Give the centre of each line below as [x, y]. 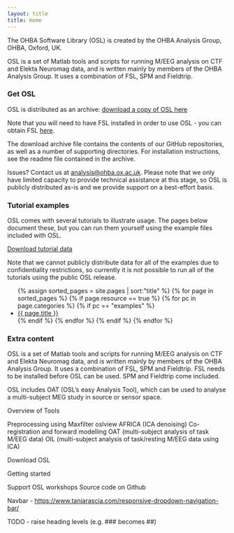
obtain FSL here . [31, 130]
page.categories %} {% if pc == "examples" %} [86, 306]
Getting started [29, 474]
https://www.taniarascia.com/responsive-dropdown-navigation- [126, 501]
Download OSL [29, 460]
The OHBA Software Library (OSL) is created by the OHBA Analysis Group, [115, 40]
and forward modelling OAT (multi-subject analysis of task [125, 432]
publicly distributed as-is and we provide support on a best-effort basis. [111, 187]
